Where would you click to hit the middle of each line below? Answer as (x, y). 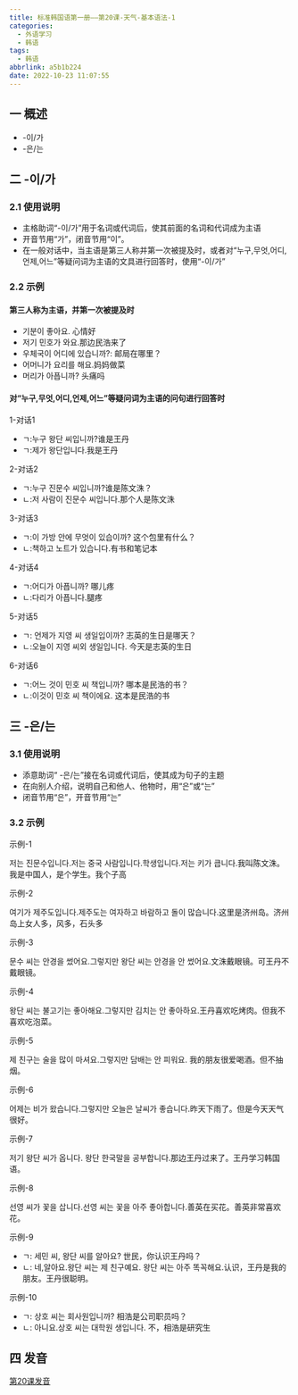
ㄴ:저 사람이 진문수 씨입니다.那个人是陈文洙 (99, 499)
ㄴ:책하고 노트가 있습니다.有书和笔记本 (90, 548)
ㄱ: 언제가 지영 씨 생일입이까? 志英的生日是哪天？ (109, 635)
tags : (19, 51)
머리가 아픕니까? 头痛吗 (63, 376)
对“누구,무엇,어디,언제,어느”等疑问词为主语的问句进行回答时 (117, 397)
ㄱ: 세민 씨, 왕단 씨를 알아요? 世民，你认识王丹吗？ (112, 1256)
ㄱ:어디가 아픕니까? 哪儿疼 (68, 586)
